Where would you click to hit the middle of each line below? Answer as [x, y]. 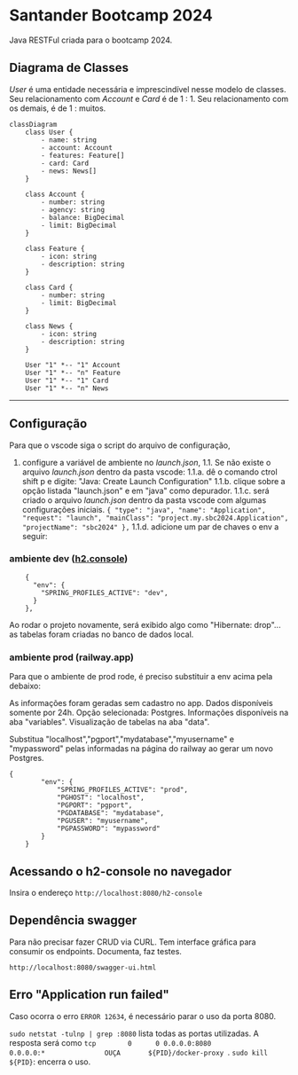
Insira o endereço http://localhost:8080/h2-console [106, 892]
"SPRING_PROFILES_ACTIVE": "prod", [122, 790]
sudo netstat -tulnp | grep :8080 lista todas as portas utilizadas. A [134, 1033]
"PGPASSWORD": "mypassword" [109, 829]
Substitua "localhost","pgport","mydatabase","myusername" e [122, 739]
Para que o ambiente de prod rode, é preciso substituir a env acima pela [141, 677]
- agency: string [73, 209]
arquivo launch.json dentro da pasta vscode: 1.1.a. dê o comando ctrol [149, 472]
